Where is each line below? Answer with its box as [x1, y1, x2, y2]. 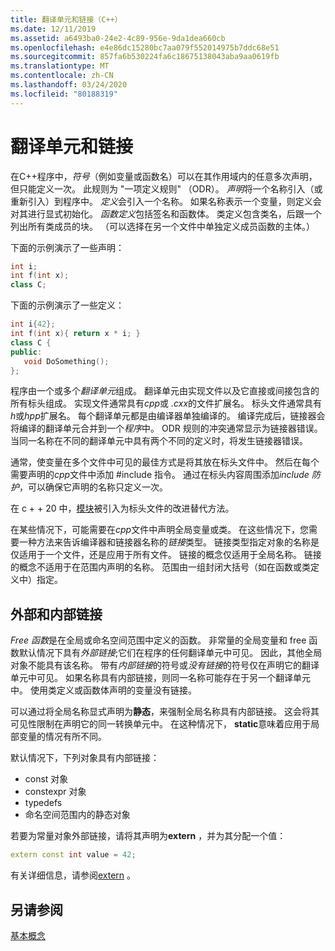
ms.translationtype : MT [10, 61, 110, 71]
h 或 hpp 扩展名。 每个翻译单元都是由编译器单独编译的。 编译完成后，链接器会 [10, 410, 326, 422]
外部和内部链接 [10, 606, 103, 623]
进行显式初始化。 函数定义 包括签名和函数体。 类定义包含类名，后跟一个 [27, 207, 322, 220]
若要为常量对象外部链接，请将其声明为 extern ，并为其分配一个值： [10, 830, 287, 842]
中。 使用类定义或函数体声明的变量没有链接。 [10, 684, 197, 696]
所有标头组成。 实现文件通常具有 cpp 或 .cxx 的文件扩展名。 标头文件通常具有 [10, 397, 322, 410]
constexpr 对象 [24, 786, 87, 798]
